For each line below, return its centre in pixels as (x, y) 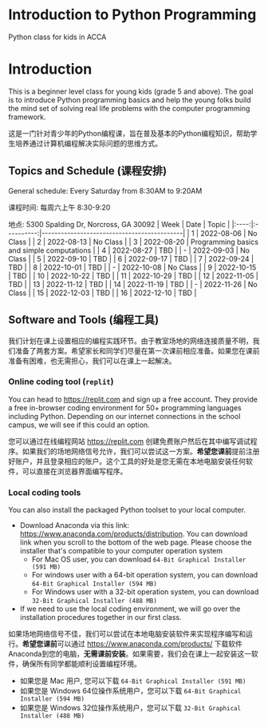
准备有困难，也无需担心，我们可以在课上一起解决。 (92, 361)
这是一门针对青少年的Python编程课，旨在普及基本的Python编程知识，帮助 (130, 133)
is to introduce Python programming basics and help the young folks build (130, 100)
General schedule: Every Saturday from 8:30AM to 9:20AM (105, 190)
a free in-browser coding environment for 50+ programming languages (125, 407)
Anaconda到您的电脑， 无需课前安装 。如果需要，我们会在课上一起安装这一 (130, 654)
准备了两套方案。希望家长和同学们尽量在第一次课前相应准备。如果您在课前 (137, 350)
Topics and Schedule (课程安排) (88, 171)
